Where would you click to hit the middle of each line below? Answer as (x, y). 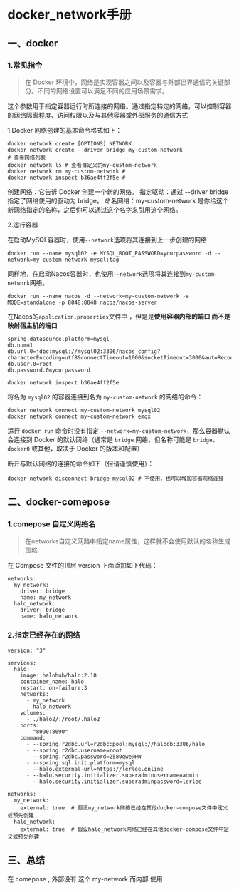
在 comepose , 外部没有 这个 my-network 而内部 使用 (85, 879)
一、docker (33, 43)
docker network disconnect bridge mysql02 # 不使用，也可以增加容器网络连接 (116, 479)
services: (22, 663)
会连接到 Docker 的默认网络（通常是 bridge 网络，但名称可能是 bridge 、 (113, 439)
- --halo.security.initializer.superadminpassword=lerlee (114, 782)
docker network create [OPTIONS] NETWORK (70, 143)
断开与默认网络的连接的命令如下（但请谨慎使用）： (81, 464)
